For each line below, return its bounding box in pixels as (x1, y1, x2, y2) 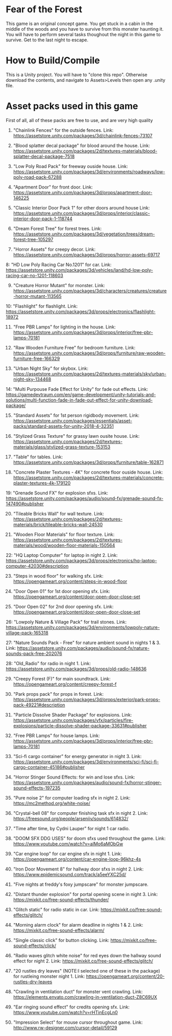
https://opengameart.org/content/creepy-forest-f (13, 681, 117, 687)
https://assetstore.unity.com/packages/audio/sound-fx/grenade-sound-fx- (6, 495, 164, 501)
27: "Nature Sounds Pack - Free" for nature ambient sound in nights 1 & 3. (6, 640, 161, 646)
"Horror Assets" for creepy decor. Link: (13, 246, 96, 252)
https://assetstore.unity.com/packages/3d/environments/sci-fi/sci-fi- (13, 759, 159, 765)
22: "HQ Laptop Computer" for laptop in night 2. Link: (6, 552, 118, 558)
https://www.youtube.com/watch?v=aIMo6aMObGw (13, 840, 124, 846)
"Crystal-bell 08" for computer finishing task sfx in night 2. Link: (13, 810, 148, 816)
